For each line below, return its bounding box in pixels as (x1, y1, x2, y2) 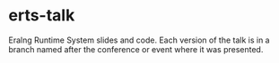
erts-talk (8, 5, 75, 26)
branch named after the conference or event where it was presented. (8, 43, 264, 54)
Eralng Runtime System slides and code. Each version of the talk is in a (8, 35, 270, 45)
